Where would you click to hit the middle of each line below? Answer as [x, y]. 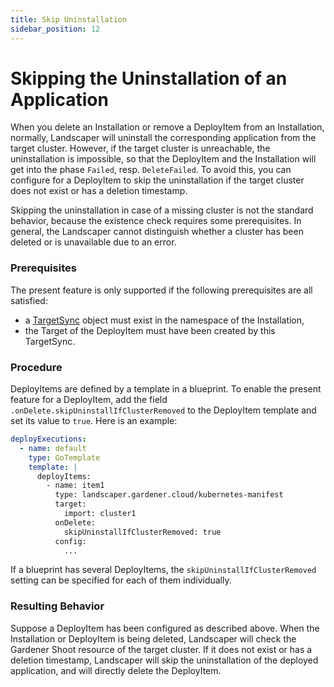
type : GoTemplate [64, 457]
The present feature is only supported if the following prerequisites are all [161, 290]
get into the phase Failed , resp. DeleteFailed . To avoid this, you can [151, 170]
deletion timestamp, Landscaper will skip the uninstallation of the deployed [164, 660]
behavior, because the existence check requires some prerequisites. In [156, 221]
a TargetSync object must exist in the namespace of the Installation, [164, 320]
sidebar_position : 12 [55, 29]
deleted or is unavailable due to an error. [93, 242]
